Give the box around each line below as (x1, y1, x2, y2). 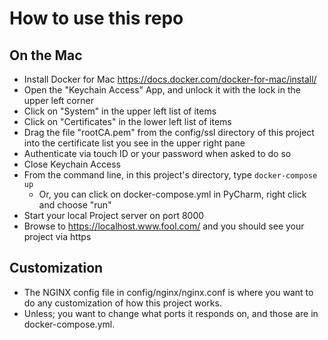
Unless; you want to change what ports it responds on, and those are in (23, 307, 319, 319)
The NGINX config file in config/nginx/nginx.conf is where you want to (23, 286, 314, 298)
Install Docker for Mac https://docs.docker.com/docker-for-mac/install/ (23, 73, 317, 85)
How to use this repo (9, 7, 184, 30)
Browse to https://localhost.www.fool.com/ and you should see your (23, 220, 305, 232)
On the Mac (9, 47, 83, 64)
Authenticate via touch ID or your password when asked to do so (23, 148, 292, 159)
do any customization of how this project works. (23, 297, 222, 309)
